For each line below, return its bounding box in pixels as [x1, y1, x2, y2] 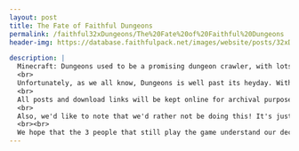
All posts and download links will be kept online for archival [17, 95, 261, 104]
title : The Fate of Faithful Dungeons [9, 21, 153, 30]
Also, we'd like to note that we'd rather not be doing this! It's [17, 112, 273, 121]
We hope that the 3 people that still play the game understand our [17, 128, 277, 138]
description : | [9, 54, 66, 63]
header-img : [9, 37, 53, 47]
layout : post [9, 12, 58, 22]
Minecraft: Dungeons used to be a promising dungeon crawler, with [17, 62, 273, 71]
